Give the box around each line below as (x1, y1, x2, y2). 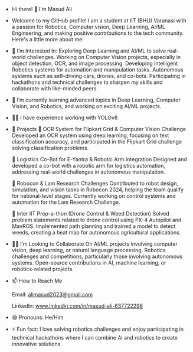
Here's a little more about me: (11, 36, 84, 43)
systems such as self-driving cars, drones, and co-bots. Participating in (11, 73, 186, 79)
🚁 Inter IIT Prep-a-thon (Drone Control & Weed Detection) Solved (11, 210, 170, 217)
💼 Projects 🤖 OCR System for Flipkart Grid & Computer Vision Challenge (11, 126, 187, 132)
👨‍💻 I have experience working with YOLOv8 (11, 114, 118, 121)
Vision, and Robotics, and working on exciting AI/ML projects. (11, 103, 162, 109)
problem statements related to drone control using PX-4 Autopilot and (11, 216, 182, 223)
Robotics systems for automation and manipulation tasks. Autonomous (11, 66, 184, 73)
